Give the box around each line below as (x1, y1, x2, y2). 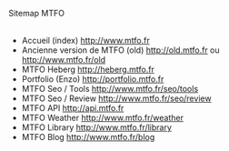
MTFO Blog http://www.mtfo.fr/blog (21, 132, 155, 142)
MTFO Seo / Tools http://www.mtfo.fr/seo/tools (21, 84, 199, 94)
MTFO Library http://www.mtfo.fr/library (21, 122, 172, 133)
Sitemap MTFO (8, 8, 65, 18)
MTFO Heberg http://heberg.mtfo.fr (21, 64, 155, 75)
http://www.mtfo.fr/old (21, 55, 106, 65)
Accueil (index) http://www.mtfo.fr (21, 35, 151, 45)
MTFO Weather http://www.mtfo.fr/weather (21, 113, 184, 123)
